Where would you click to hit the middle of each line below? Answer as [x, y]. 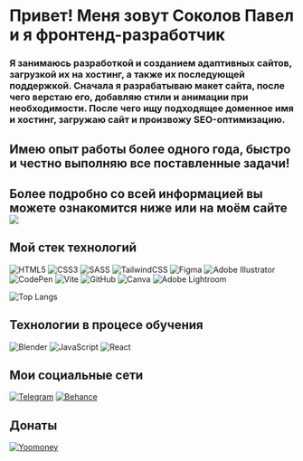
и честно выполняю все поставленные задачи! [150, 163]
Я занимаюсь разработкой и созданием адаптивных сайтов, [151, 63]
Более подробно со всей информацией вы [137, 194]
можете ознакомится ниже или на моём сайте [148, 207]
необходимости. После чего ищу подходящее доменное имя [151, 108]
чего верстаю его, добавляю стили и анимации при [129, 98]
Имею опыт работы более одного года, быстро [150, 149]
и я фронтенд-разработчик [118, 35]
